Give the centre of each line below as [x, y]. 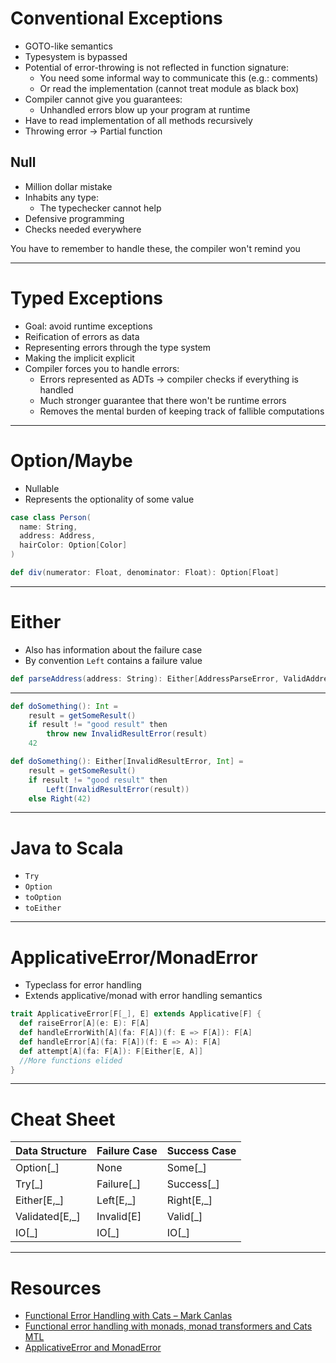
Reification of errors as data [82, 336]
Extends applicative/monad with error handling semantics [143, 996]
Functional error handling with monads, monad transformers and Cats [168, 1326]
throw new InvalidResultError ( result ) [127, 734]
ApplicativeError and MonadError [93, 1348]
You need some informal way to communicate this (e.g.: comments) [179, 78]
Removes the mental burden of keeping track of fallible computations [182, 411]
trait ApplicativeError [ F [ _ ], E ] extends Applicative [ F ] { [136, 1014]
